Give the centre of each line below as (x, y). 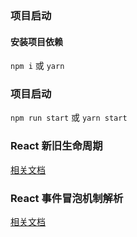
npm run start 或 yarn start (69, 118)
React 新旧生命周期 (56, 146)
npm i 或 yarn (37, 66)
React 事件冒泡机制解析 (67, 198)
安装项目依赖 (36, 41)
